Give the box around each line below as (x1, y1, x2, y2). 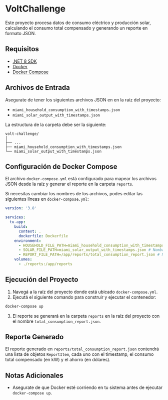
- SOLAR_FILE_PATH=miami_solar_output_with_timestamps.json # (18, 247, 151, 252)
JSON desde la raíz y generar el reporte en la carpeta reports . (5, 181, 133, 187)
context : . (18, 229, 41, 234)
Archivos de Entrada (5, 83, 70, 92)
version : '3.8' (5, 206, 37, 211)
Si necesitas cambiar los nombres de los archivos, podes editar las (5, 191, 143, 197)
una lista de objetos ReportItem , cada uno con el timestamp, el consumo (5, 351, 154, 357)
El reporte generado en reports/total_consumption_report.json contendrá (5, 346, 159, 352)
